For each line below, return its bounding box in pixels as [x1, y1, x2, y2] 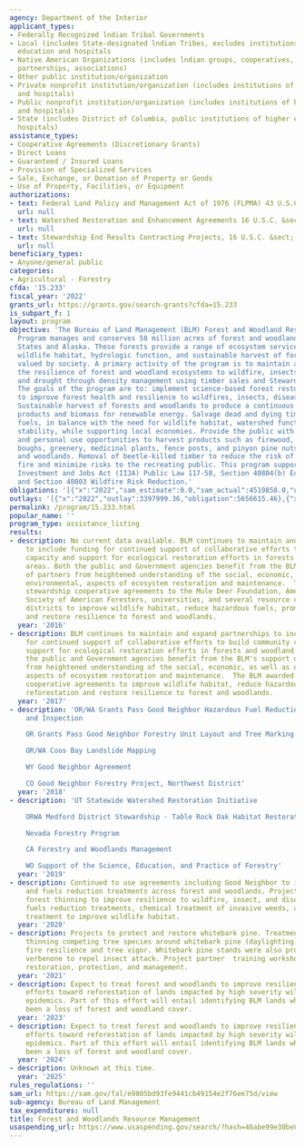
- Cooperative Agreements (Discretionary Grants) [9, 140, 202, 149]
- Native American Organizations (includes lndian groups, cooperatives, [9, 55, 295, 64]
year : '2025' [17, 1073, 67, 1082]
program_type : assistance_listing [9, 519, 141, 529]
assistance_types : [9, 132, 79, 141]
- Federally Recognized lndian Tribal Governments [9, 30, 205, 39]
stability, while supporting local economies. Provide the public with [17, 426, 295, 436]
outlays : [9, 494, 43, 504]
